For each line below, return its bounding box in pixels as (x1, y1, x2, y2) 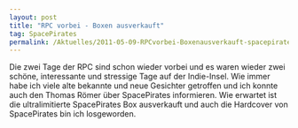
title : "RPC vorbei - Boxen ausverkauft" (9, 21, 165, 30)
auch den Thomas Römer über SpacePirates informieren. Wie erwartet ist (9, 90, 278, 101)
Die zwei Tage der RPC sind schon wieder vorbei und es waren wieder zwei (9, 62, 286, 72)
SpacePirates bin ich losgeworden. (9, 109, 137, 119)
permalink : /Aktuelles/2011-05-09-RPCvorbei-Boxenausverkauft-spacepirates (9, 37, 295, 47)
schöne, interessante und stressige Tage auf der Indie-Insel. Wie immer (9, 72, 271, 82)
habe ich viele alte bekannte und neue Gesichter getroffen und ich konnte (9, 80, 278, 91)
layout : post (9, 12, 58, 22)
